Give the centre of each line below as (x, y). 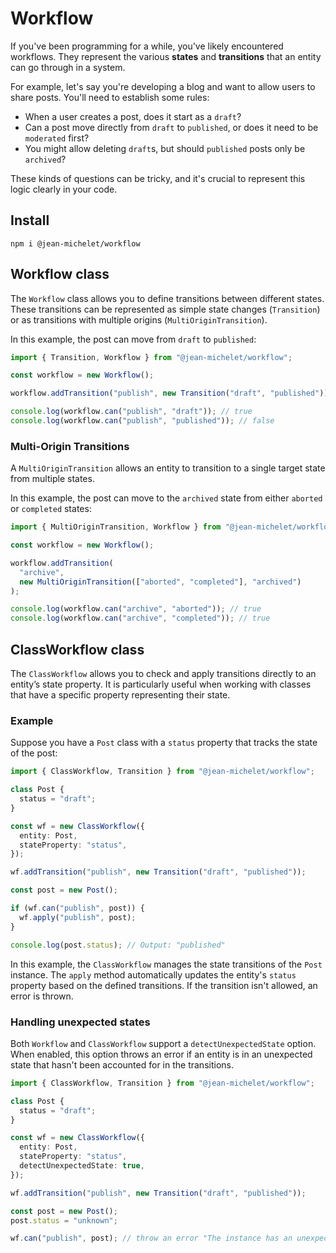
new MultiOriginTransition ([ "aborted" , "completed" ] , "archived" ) (160, 582)
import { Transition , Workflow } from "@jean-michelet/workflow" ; (151, 357)
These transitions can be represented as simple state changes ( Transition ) (165, 309)
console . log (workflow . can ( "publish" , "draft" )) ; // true (131, 412)
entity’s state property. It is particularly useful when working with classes (161, 684)
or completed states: (51, 509)
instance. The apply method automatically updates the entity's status (153, 974)
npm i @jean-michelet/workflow (75, 243)
